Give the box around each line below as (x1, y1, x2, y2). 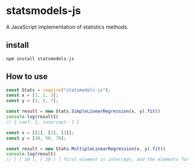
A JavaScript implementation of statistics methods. (6, 23, 129, 30)
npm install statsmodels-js (6, 55, 75, 62)
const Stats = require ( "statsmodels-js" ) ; (6, 87, 111, 93)
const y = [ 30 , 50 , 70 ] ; (6, 135, 67, 141)
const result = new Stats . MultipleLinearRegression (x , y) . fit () (6, 146, 166, 152)
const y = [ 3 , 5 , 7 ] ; (6, 98, 59, 104)
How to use (6, 72, 48, 82)
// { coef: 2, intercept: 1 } (6, 119, 80, 125)
